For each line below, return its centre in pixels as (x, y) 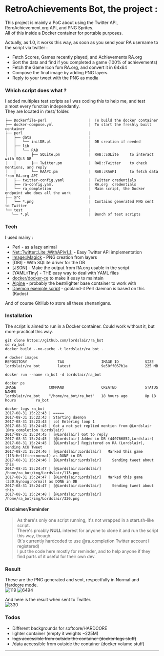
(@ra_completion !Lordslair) (35, 430)
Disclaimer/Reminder (27, 509)
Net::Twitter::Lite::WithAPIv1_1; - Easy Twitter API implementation (77, 252)
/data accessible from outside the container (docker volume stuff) (78, 644)
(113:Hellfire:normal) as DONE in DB (43, 456)
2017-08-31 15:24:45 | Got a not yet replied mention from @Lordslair (78, 426)
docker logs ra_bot (25, 409)
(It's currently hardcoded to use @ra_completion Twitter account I (83, 541)
